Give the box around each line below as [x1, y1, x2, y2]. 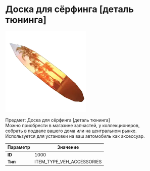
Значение [57, 144, 79, 150]
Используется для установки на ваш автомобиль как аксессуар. [5, 133, 145, 139]
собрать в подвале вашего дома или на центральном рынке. [5, 128, 137, 134]
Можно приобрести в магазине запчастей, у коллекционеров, [5, 122, 140, 128]
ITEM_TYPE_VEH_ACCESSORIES [34, 158, 102, 164]
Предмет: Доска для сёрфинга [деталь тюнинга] [5, 117, 110, 123]
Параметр [7, 144, 30, 150]
